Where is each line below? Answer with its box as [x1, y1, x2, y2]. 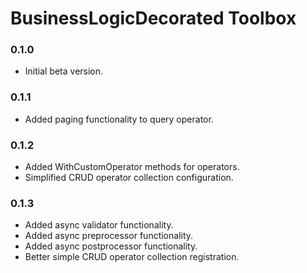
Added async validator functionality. [24, 219, 174, 231]
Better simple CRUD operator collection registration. [24, 251, 240, 263]
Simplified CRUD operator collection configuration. [24, 172, 234, 184]
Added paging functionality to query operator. [24, 113, 214, 125]
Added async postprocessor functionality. [24, 240, 198, 252]
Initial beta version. [24, 65, 104, 77]
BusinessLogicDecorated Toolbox [10, 7, 297, 30]
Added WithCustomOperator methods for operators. [24, 161, 240, 173]
